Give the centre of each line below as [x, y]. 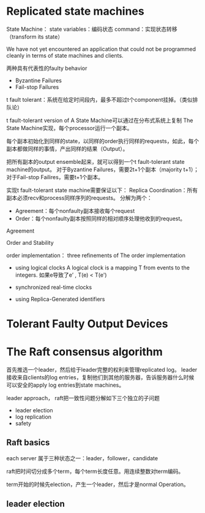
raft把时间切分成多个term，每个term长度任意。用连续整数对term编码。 [95, 471]
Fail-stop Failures [37, 87]
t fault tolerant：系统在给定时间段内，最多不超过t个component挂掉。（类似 [99, 99]
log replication [33, 417]
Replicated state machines [76, 11]
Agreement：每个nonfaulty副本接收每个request [75, 210]
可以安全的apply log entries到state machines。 [65, 385]
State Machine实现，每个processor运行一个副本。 [69, 128]
